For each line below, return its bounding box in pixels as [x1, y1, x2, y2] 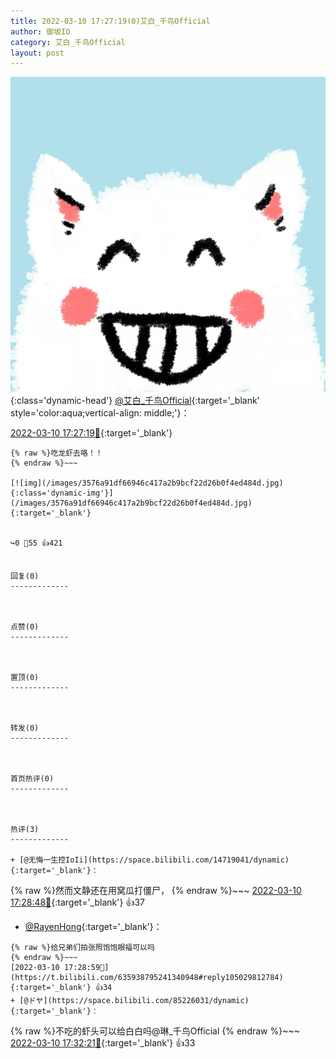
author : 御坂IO [10, 26, 71, 37]
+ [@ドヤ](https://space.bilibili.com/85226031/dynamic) [10, 996, 250, 1006]
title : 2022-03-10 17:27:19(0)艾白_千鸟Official [10, 16, 211, 26]
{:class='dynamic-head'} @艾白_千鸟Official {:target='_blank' [10, 395, 260, 407]
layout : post [10, 48, 65, 58]
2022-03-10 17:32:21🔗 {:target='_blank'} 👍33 [10, 1037, 196, 1049]
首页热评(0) [10, 774, 55, 784]
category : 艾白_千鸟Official [10, 37, 126, 47]
